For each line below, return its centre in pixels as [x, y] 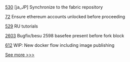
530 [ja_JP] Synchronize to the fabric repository [54, 7]
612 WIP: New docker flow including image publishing [60, 45]
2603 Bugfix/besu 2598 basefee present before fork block [65, 36]
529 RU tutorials [22, 26]
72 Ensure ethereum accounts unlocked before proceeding [65, 16]
